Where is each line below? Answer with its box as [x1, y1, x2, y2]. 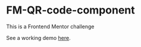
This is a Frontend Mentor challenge [6, 23, 95, 30]
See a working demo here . [6, 34, 71, 41]
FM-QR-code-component [6, 4, 135, 17]
